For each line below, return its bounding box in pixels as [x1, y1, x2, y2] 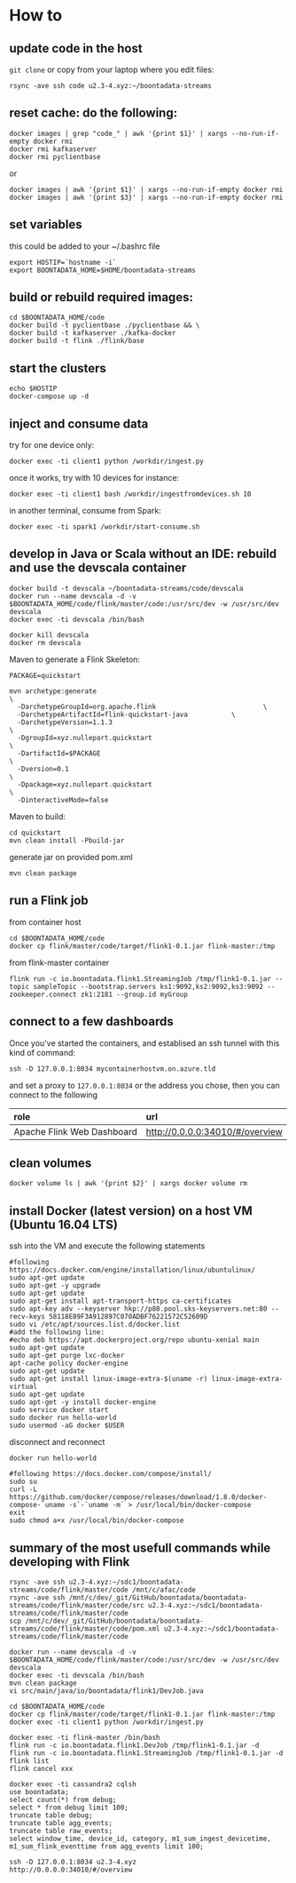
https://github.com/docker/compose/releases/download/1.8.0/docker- [9, 1493, 268, 1502]
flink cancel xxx [9, 1764, 74, 1773]
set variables [9, 217, 82, 232]
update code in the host [9, 41, 144, 56]
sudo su [9, 1477, 38, 1487]
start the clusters [9, 361, 106, 376]
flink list [9, 1756, 50, 1765]
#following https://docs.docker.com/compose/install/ [9, 1470, 213, 1479]
